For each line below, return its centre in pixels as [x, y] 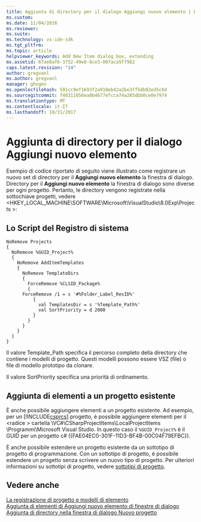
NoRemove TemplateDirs [50, 273]
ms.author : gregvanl [32, 79]
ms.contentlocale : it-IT [37, 106]
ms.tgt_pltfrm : [25, 46]
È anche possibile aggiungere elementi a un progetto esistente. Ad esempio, [100, 410]
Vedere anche [33, 485]
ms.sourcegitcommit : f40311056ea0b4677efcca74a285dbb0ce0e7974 [87, 95]
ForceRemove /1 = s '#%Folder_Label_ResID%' [78, 294]
